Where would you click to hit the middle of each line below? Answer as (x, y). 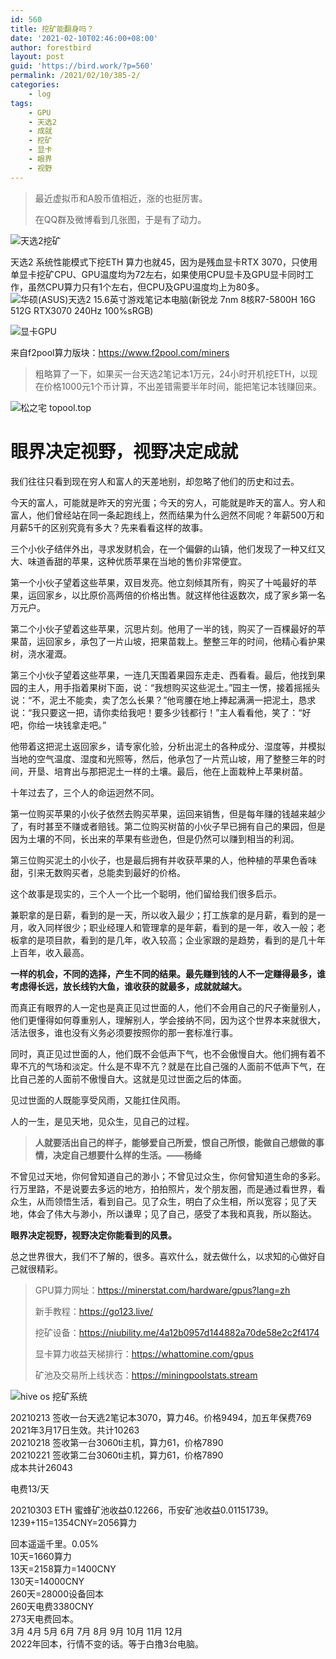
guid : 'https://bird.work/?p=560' (82, 66)
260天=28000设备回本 (57, 1593)
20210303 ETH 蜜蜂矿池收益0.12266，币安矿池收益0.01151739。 (142, 1510)
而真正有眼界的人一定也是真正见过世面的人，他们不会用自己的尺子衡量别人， (168, 1007)
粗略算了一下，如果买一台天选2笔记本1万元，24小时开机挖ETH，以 (172, 373)
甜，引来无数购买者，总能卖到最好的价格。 (98, 872)
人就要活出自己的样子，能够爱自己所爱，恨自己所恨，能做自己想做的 (175, 1142)
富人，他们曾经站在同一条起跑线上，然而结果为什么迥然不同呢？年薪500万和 (167, 515)
